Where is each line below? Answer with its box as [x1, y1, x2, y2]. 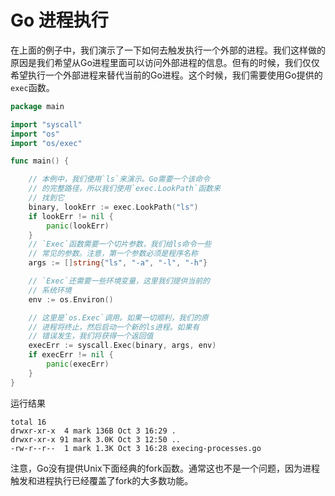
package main [10, 101, 65, 111]
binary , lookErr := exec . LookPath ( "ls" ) [28, 202, 199, 212]
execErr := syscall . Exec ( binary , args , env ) [28, 341, 217, 351]
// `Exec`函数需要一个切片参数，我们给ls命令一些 [28, 239, 212, 250]
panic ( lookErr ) [46, 221, 110, 231]
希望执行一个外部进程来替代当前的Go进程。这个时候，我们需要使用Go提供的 [10, 69, 323, 81]
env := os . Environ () [28, 294, 114, 305]
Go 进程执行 [10, 9, 109, 32]
